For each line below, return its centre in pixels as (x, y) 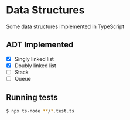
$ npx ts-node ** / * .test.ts (40, 111)
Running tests (32, 97)
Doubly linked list (35, 66)
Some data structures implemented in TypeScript (65, 26)
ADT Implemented (40, 45)
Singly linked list (34, 59)
